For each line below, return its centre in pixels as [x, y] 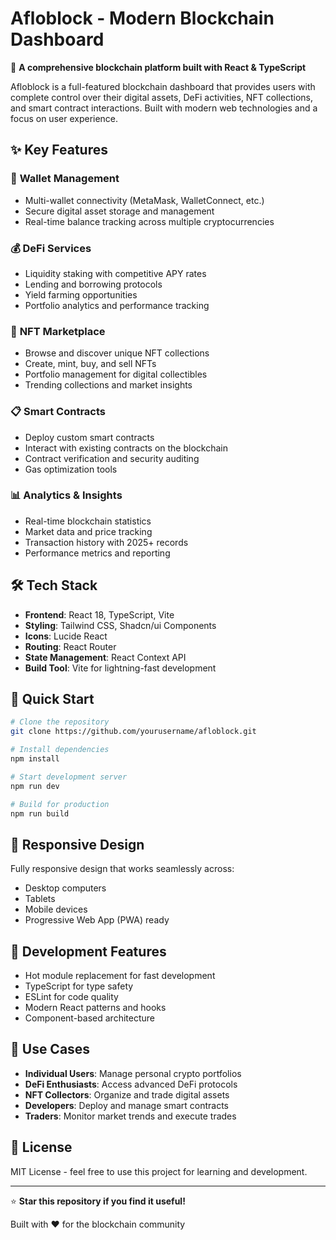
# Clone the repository [60, 722]
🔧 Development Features [88, 951]
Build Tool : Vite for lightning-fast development [120, 668]
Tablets [40, 899]
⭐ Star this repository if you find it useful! [98, 1201]
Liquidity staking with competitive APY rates [115, 273]
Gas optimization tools [71, 469]
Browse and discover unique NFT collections [117, 353]
